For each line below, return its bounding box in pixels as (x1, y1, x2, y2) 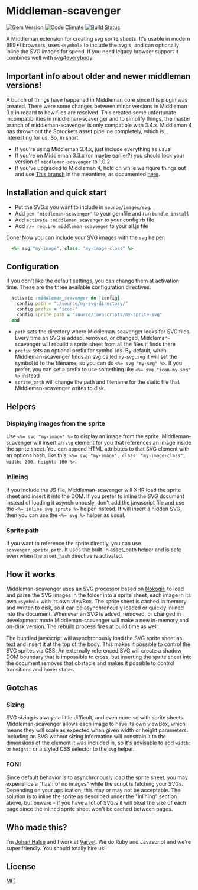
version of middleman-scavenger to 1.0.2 (14, 158, 111, 165)
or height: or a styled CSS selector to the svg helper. (6, 746, 135, 753)
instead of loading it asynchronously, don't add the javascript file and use (6, 499, 185, 506)
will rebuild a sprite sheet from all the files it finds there (41, 340, 176, 348)
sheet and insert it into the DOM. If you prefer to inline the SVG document (6, 493, 184, 500)
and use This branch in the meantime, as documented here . (14, 171, 161, 178)
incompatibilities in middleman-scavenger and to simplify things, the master (6, 115, 191, 122)
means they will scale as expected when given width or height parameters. (6, 727, 189, 734)
